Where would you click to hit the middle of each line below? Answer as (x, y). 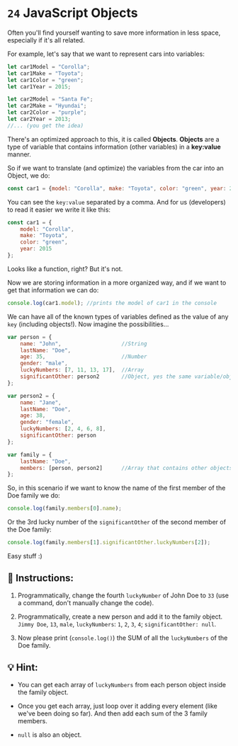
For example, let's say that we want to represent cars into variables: (106, 54)
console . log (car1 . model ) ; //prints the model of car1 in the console (112, 303)
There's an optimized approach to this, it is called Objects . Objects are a (113, 139)
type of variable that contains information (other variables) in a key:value (114, 147)
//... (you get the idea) (45, 125)
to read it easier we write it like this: (59, 210)
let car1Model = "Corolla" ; (49, 67)
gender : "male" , (44, 363)
